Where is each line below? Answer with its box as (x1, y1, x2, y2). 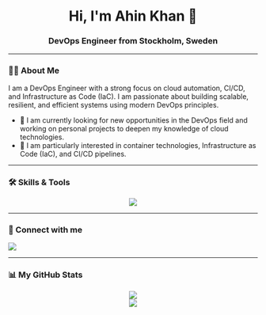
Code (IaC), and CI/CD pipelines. (19, 149, 127, 158)
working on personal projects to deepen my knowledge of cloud (19, 123, 229, 133)
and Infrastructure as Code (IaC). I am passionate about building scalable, (8, 91, 249, 101)
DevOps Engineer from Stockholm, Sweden (47, 36, 218, 47)
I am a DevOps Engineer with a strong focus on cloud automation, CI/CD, (8, 83, 245, 93)
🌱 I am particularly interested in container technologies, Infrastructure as (19, 140, 256, 150)
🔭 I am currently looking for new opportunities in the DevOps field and (19, 115, 248, 125)
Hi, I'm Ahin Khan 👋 (68, 7, 198, 25)
